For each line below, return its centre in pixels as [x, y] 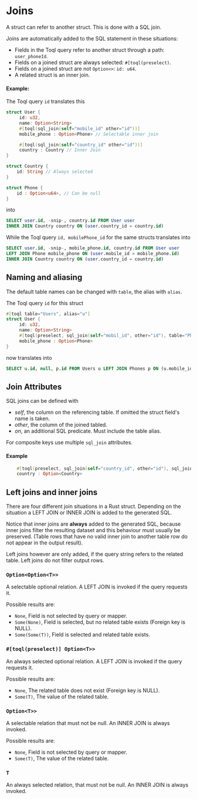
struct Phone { [25, 188]
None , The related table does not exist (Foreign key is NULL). [87, 690]
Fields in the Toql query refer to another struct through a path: [89, 50]
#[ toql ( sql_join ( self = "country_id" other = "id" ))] [81, 145]
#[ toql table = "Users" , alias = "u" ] [48, 314]
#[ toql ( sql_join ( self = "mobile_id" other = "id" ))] [80, 128]
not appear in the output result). [45, 543]
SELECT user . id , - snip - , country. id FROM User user [70, 221]
